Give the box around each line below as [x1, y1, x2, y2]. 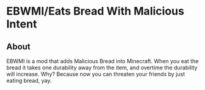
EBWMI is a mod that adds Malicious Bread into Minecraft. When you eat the [6, 58, 199, 64]
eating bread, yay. [6, 77, 52, 84]
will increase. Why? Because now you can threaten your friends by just [6, 71, 185, 77]
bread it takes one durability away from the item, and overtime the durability [6, 64, 198, 71]
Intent [6, 17, 37, 31]
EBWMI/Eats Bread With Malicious [6, 4, 185, 18]
